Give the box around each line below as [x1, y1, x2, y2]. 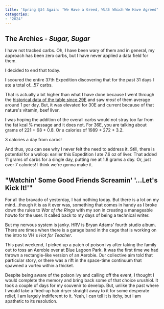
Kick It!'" [5, 183, 33, 192]
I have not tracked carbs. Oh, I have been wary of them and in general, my [5, 48, 155, 53]
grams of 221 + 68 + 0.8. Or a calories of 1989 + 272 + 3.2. [5, 127, 124, 133]
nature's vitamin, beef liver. [5, 107, 60, 113]
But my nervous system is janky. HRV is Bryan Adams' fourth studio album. [5, 222, 156, 228]
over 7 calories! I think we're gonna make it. [5, 162, 93, 168]
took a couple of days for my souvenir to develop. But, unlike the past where [5, 283, 159, 288]
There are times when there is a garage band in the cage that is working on [5, 227, 157, 233]
